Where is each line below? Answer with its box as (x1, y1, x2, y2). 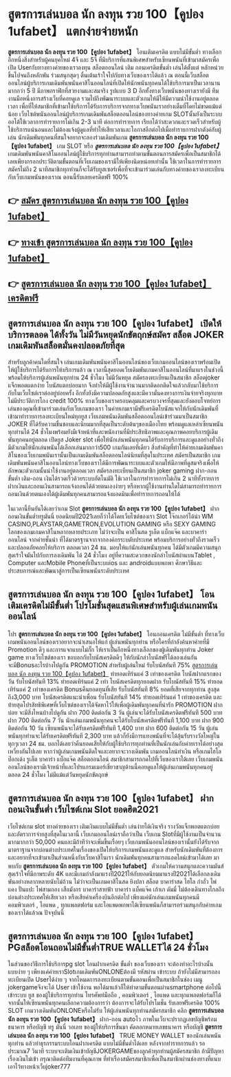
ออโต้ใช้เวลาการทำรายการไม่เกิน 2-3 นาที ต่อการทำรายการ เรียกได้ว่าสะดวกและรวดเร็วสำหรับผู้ (8, 117, 221, 126)
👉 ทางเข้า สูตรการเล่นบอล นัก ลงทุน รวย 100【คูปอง (8, 236, 193, 248)
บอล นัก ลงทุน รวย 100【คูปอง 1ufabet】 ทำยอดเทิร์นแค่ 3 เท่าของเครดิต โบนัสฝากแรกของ (8, 669, 222, 678)
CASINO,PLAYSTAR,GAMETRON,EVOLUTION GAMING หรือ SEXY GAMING (8, 520, 216, 528)
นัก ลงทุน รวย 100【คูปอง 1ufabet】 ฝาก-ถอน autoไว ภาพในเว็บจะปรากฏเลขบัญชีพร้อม (8, 1015, 217, 1023)
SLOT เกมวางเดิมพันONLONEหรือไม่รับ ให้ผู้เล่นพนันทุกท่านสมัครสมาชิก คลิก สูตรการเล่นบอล (8, 1007, 224, 1015)
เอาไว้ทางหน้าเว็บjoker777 (8, 1063, 71, 1071)
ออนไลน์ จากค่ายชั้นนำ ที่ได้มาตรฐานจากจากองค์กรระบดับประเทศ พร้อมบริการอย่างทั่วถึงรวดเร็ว (8, 535, 219, 544)
